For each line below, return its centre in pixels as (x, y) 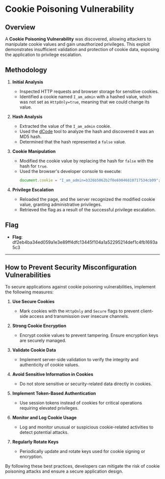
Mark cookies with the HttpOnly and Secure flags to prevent (80, 311)
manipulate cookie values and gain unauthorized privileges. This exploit (77, 44)
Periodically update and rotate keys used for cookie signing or (82, 451)
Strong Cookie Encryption (39, 326)
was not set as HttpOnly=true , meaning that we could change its (84, 102)
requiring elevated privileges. (49, 408)
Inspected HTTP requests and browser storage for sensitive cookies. (89, 91)
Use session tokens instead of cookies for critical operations (81, 403)
